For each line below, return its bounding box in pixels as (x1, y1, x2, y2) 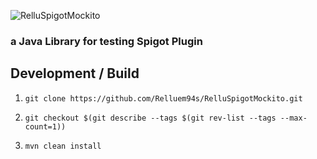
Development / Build (10, 65, 140, 82)
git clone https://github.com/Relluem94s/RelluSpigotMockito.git (24, 93, 303, 104)
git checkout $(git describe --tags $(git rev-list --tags (24, 113, 277, 123)
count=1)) (24, 121, 67, 132)
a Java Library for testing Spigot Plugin (10, 34, 203, 48)
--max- (279, 113, 308, 123)
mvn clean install (24, 141, 102, 151)
